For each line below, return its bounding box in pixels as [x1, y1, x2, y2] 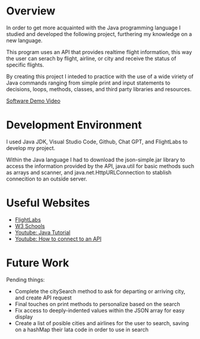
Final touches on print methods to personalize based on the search [14, 300, 181, 307]
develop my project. [6, 144, 56, 151]
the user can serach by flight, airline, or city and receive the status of [6, 55, 177, 62]
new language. [6, 37, 43, 44]
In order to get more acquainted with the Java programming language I [6, 24, 181, 31]
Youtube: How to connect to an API [14, 235, 102, 242]
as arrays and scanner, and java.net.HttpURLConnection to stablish [6, 169, 172, 176]
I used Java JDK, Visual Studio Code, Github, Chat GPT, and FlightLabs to [6, 138, 188, 145]
